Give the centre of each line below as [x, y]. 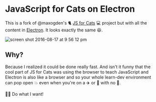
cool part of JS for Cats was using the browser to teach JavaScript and [77, 72]
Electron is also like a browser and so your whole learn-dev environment [78, 77]
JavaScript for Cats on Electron [70, 9]
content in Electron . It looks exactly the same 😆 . [54, 30]
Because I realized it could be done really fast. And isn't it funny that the [78, 67]
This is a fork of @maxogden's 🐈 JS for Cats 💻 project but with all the [76, 23]
